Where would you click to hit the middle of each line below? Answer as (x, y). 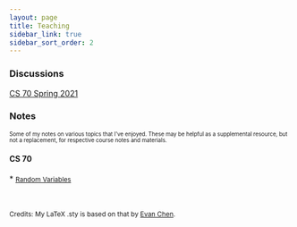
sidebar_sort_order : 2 (51, 42)
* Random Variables (40, 179)
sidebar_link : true (46, 34)
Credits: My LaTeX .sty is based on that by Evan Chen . (93, 214)
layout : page (34, 17)
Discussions (37, 74)
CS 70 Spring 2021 (44, 93)
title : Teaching (39, 26)
